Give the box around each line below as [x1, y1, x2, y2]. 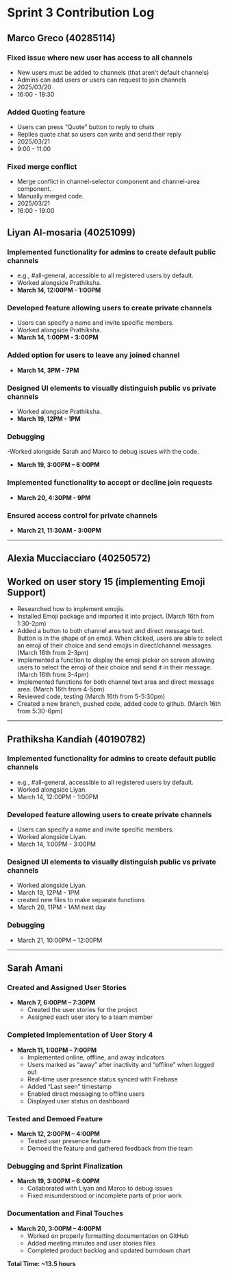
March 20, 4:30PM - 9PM [16, 493, 91, 502]
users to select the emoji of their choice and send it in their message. [16, 663, 212, 672]
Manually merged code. [16, 192, 84, 200]
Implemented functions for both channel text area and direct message [16, 678, 214, 686]
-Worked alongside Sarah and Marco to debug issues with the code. [7, 448, 199, 456]
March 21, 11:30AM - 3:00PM [16, 526, 101, 534]
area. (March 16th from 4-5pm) [16, 685, 105, 693]
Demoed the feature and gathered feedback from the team [27, 1145, 193, 1152]
